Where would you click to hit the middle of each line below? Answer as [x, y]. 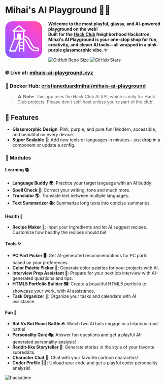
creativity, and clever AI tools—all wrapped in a [98, 44]
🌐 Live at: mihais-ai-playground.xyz [49, 73]
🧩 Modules [18, 157]
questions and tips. [54, 278]
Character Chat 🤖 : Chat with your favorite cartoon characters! [75, 357]
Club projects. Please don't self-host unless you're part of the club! [85, 102]
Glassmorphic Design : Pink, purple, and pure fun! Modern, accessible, [84, 129]
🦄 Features [22, 117]
